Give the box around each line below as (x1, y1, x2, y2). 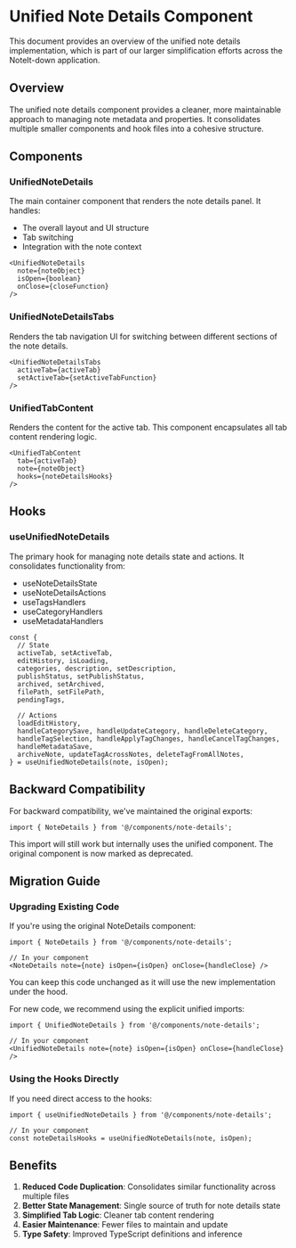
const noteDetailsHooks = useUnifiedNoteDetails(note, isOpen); (9, 1134, 252, 1143)
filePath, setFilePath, (17, 687, 105, 696)
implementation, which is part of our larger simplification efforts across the (9, 45, 283, 55)
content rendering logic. (9, 431, 98, 442)
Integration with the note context (21, 242, 142, 252)
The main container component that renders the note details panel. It (9, 196, 261, 207)
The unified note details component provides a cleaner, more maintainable (9, 104, 282, 115)
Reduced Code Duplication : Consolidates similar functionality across (21, 1181, 276, 1192)
